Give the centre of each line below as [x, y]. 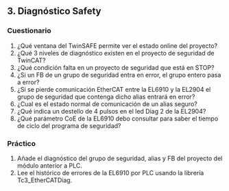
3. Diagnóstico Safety [54, 11]
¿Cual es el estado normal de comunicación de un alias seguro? [107, 104]
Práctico [22, 143]
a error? [28, 82]
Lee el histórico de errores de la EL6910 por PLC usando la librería [110, 173]
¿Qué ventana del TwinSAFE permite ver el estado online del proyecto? [117, 46]
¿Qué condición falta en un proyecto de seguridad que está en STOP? [116, 67]
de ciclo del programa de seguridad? [69, 125]
